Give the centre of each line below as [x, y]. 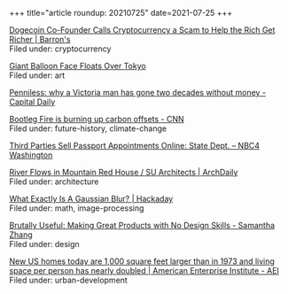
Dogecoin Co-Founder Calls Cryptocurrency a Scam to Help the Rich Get [142, 30]
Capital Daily [32, 102]
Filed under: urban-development [69, 280]
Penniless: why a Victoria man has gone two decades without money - [138, 93]
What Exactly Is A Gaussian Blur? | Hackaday [91, 199]
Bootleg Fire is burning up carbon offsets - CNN [97, 119]
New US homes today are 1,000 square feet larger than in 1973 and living [142, 261]
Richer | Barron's [40, 39]
